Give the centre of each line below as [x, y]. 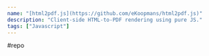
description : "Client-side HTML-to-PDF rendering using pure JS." [105, 20]
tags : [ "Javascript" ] [38, 26]
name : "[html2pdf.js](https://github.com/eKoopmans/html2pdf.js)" [105, 13]
